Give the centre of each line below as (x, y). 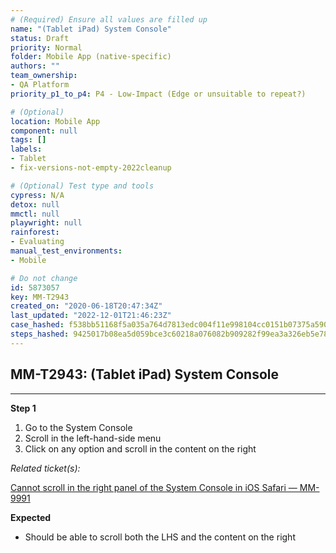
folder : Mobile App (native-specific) (91, 57)
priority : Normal (46, 47)
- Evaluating (37, 242)
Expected (31, 517)
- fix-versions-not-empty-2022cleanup (91, 168)
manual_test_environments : (66, 251)
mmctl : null (35, 214)
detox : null (35, 204)
